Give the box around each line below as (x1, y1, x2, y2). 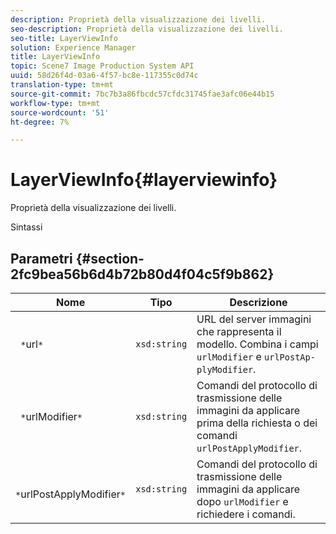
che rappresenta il (196, 325, 282, 338)
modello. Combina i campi (196, 337, 319, 351)
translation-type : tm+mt (10, 80, 114, 90)
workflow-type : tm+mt (10, 98, 101, 108)
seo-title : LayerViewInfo (10, 33, 118, 43)
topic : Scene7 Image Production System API (10, 61, 195, 71)
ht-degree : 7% (10, 117, 70, 127)
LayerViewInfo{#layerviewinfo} (10, 169, 278, 191)
